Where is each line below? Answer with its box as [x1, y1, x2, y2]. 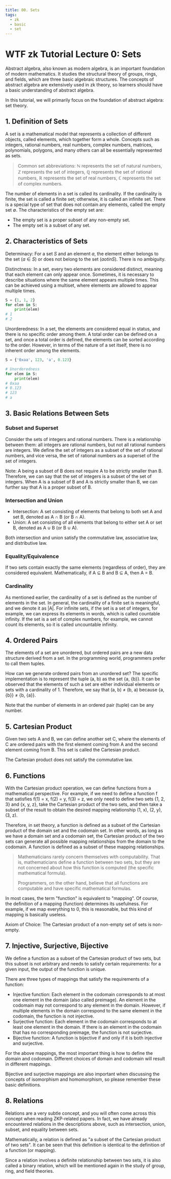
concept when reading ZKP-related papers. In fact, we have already [5, 1115, 148, 1122]
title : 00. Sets [5, 7, 40, 13]
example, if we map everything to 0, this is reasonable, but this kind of [5, 906, 153, 912]
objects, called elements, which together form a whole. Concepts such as [5, 136, 159, 142]
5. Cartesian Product [5, 722, 72, 731]
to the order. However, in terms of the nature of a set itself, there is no [5, 342, 151, 348]
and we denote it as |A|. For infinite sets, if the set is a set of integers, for [5, 605, 158, 611]
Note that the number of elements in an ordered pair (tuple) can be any [5, 702, 154, 708]
